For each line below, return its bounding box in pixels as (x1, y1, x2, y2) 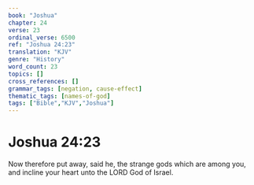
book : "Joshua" (8, 11, 58, 20)
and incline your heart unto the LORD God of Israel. (8, 168, 174, 177)
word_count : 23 (8, 63, 58, 71)
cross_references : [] (8, 77, 79, 85)
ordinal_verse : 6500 (8, 33, 76, 42)
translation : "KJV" (8, 48, 72, 56)
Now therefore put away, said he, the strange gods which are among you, (8, 159, 246, 169)
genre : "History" (8, 56, 65, 64)
